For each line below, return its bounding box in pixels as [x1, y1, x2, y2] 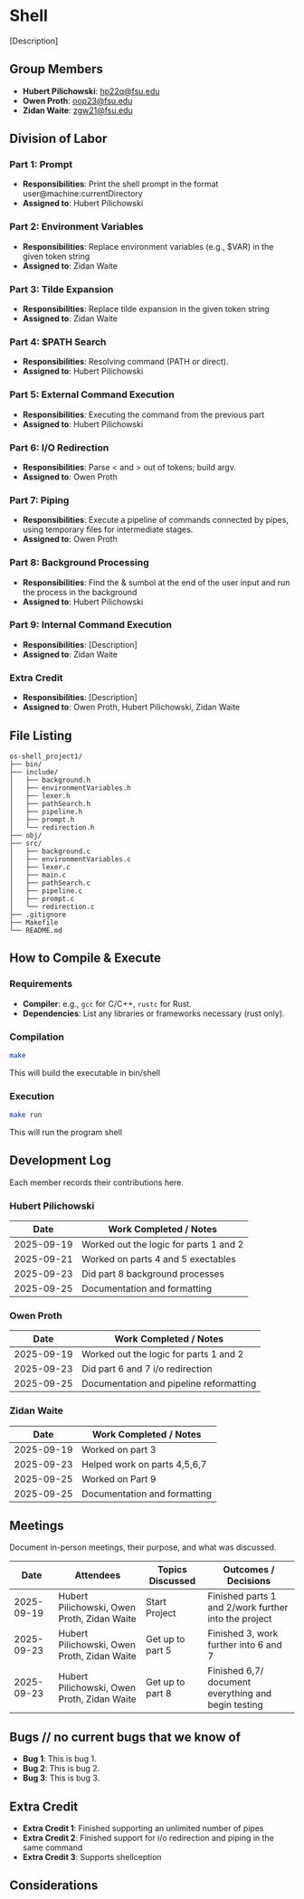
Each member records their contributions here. [9, 1177, 184, 1188]
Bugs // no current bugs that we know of [9, 1729, 242, 1744]
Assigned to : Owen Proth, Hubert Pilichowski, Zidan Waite [22, 702, 241, 713]
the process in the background [22, 586, 138, 597]
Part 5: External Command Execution [9, 388, 175, 401]
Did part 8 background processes [81, 1268, 224, 1280]
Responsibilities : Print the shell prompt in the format [22, 178, 219, 190]
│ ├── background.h [9, 775, 91, 784]
